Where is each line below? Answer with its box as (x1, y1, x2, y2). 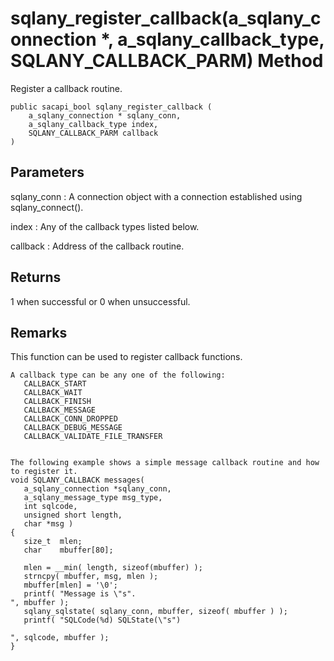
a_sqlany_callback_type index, (28, 119, 159, 129)
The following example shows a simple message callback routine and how (10, 458, 320, 468)
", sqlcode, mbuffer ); (10, 633, 110, 643)
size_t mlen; (23, 537, 83, 547)
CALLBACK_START (23, 379, 87, 389)
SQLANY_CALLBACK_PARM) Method (10, 50, 324, 72)
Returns (10, 269, 62, 286)
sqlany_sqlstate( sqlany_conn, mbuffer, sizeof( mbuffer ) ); (23, 607, 288, 617)
